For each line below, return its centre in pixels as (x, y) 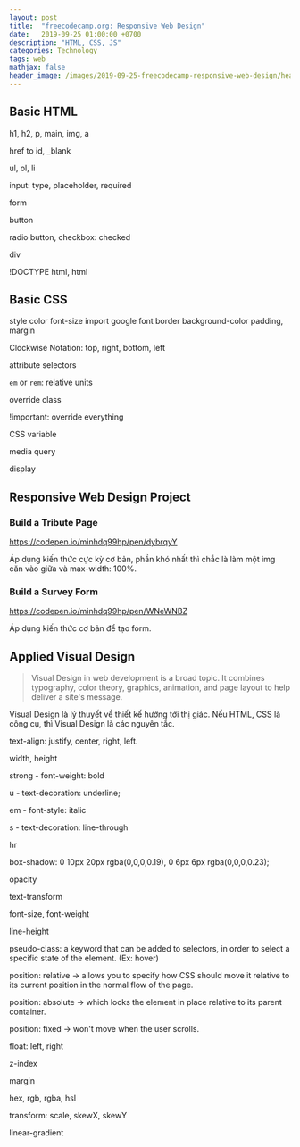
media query (33, 452)
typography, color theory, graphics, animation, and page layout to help (161, 687)
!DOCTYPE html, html (49, 271)
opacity (23, 879)
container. (28, 1012)
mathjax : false (37, 68)
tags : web (28, 59)
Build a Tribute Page (54, 522)
